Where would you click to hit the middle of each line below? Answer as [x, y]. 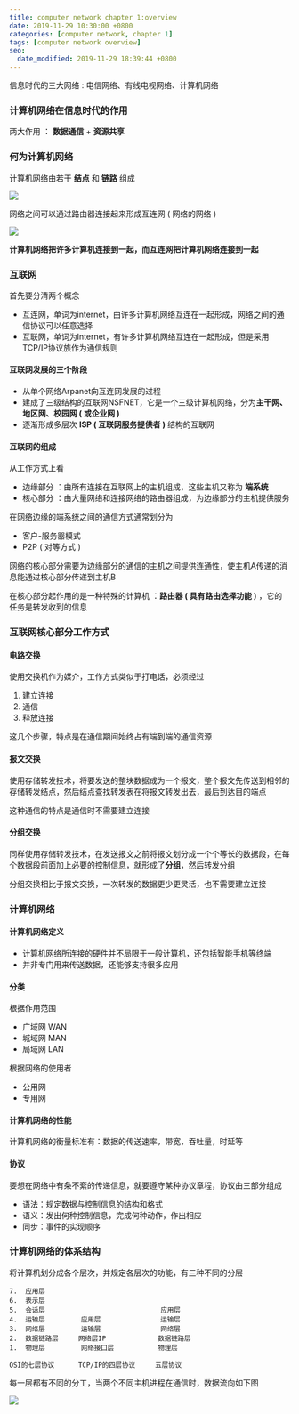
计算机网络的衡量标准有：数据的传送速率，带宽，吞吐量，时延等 [126, 1142]
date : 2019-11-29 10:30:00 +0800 [71, 26]
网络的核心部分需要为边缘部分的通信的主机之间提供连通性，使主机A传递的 [145, 566]
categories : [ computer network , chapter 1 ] [91, 34]
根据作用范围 [32, 1008]
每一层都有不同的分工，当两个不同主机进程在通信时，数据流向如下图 [134, 1382]
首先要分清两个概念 [44, 295]
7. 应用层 [28, 1291]
